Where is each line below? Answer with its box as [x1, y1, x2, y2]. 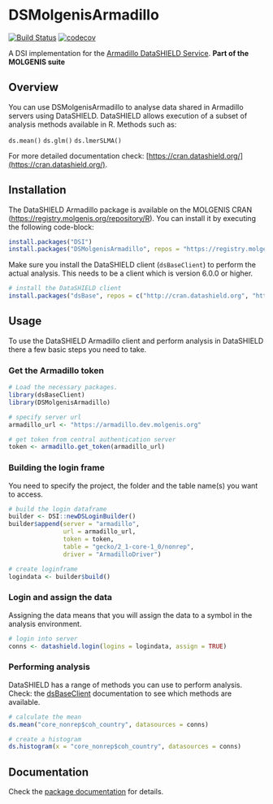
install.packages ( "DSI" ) [8, 237, 93, 246]
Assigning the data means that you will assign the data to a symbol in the [8, 610, 253, 619]
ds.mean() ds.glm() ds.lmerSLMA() [8, 137, 122, 145]
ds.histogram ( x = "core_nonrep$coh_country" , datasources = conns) [8, 742, 242, 751]
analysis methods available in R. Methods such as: [8, 120, 177, 129]
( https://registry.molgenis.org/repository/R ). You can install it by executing [8, 213, 256, 223]
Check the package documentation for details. [8, 787, 164, 797]
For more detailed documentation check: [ [8, 150, 149, 160]
